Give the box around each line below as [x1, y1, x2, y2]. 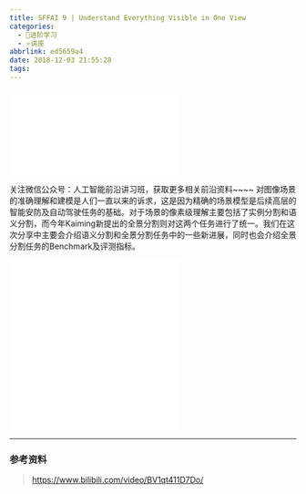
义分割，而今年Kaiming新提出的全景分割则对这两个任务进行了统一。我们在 [9, 218, 288, 229]
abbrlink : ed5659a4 [9, 47, 84, 57]
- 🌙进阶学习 [17, 30, 57, 39]
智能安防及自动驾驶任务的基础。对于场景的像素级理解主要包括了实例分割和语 [9, 206, 297, 217]
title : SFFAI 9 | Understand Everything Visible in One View [9, 13, 247, 23]
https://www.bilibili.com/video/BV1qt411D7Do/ [31, 475, 204, 486]
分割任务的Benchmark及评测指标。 [9, 241, 141, 252]
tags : [9, 65, 30, 74]
